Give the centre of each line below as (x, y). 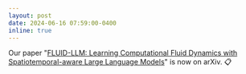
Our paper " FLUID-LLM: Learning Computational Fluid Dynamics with (123, 53)
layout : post (30, 16)
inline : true (30, 30)
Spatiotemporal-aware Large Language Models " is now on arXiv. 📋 (120, 62)
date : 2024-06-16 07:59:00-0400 (62, 23)
